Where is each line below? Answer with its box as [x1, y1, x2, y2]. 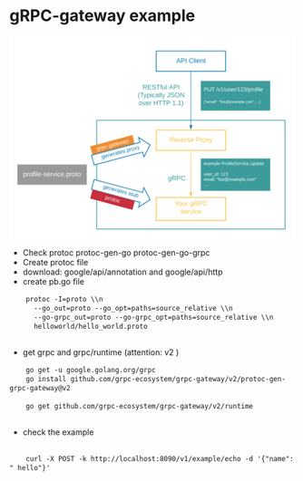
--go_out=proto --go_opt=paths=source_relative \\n [33, 304, 233, 313]
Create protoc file [22, 257, 89, 268]
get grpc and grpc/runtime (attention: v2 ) [22, 347, 180, 358]
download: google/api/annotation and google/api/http [22, 266, 223, 277]
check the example [22, 427, 94, 438]
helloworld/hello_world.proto [33, 322, 148, 332]
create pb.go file [22, 276, 84, 287]
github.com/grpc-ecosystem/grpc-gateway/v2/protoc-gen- [70, 375, 286, 384]
